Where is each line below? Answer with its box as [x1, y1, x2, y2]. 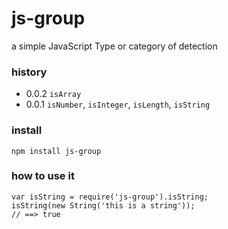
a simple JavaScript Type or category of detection [11, 40, 218, 52]
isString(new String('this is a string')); [11, 200, 196, 211]
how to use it [11, 169, 75, 183]
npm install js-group [11, 146, 102, 156]
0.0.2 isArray [25, 88, 82, 100]
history [11, 65, 48, 79]
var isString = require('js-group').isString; [11, 192, 209, 202]
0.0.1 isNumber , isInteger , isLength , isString [25, 98, 211, 111]
